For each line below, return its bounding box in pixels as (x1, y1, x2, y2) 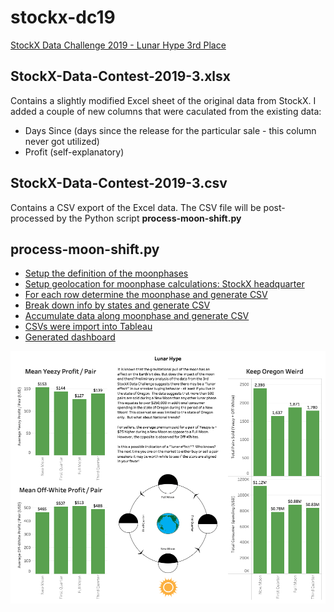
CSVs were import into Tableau (24, 321, 153, 333)
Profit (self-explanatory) (24, 146, 125, 158)
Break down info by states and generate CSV (24, 299, 211, 311)
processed (10, 212, 55, 224)
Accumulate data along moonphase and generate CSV (24, 310, 250, 322)
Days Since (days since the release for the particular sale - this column (24, 124, 317, 136)
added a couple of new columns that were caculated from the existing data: (10, 105, 322, 117)
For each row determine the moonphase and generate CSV (24, 289, 268, 301)
